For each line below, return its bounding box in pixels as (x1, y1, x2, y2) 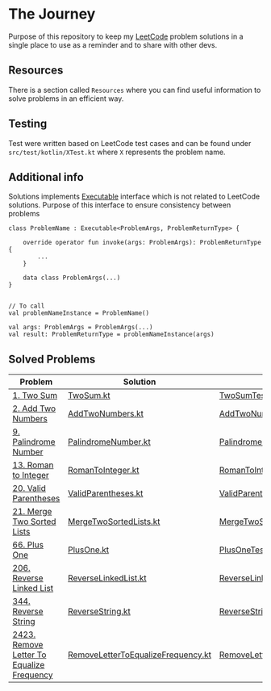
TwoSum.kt (67, 390, 110, 401)
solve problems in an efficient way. (8, 94, 124, 103)
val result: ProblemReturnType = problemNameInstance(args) (8, 330, 215, 339)
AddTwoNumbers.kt (67, 408, 144, 420)
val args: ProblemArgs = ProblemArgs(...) (8, 324, 153, 332)
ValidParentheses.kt (67, 488, 144, 499)
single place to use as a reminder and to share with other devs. (8, 40, 218, 49)
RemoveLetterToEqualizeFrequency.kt (67, 649, 212, 660)
